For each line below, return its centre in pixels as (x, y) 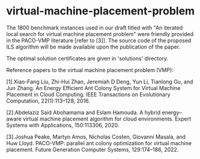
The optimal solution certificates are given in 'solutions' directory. (87, 58)
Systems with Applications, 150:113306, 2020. (63, 125)
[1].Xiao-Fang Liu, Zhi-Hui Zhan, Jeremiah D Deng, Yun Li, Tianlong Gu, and (100, 82)
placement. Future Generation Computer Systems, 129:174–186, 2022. (92, 149)
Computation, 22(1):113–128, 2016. (48, 101)
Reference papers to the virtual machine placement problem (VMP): (90, 70)
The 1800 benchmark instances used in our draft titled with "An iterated (95, 28)
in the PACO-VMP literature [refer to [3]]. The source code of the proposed (99, 40)
